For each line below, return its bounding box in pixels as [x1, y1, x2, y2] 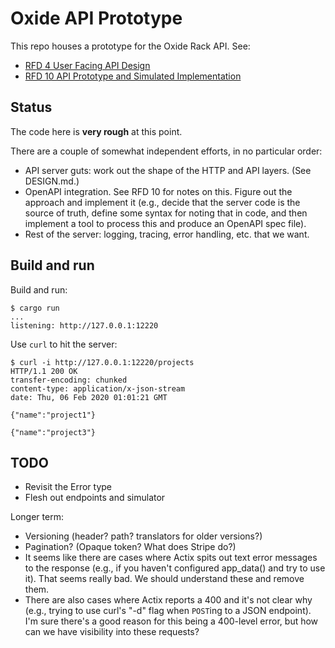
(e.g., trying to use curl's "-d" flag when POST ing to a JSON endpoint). [24, 605, 312, 617]
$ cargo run [10, 303, 60, 313]
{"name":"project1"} [10, 410, 97, 420]
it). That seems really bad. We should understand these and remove [24, 573, 305, 585]
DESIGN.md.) [24, 175, 80, 187]
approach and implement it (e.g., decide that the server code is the [24, 196, 301, 208]
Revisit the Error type [24, 481, 113, 493]
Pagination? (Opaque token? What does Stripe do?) [24, 541, 237, 553]
